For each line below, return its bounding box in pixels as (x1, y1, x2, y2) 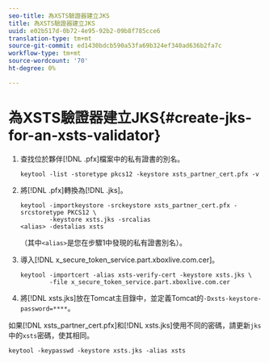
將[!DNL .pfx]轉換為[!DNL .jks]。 (19, 185, 128, 194)
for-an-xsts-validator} (8, 126, 162, 144)
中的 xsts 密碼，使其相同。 (8, 330, 95, 340)
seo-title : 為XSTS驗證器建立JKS (8, 11, 111, 20)
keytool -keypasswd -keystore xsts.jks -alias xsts (8, 346, 186, 355)
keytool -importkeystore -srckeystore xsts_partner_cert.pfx (19, 201, 231, 210)
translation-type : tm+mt (8, 34, 92, 43)
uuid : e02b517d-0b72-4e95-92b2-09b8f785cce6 (8, 27, 161, 35)
